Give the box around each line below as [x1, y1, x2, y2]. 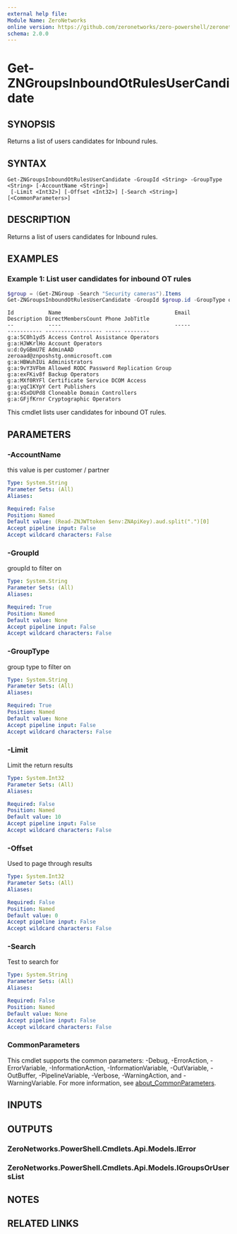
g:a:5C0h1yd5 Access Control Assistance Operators [7, 334, 159, 341]
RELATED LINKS [7, 1218, 79, 1230]
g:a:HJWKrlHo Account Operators [7, 340, 102, 348]
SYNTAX [7, 157, 47, 169]
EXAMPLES [7, 253, 59, 265]
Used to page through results [7, 860, 93, 868]
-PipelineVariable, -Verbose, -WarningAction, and [38, 1071, 182, 1080]
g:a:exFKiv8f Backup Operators [7, 371, 99, 378]
